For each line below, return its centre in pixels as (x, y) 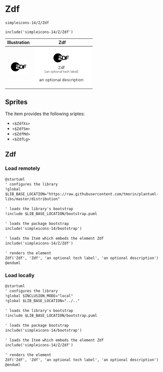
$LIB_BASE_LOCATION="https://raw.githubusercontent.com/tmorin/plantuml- (82, 194)
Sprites (16, 102)
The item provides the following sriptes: (45, 114)
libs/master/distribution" (33, 199)
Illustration (19, 42)
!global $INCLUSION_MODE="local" (39, 296)
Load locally (20, 275)
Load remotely (23, 168)
